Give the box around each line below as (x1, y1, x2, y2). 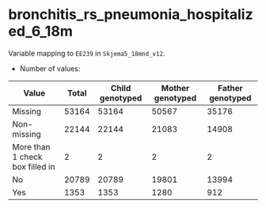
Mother (161, 82, 190, 93)
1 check (12, 151, 43, 162)
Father (217, 82, 243, 93)
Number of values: (19, 63, 81, 73)
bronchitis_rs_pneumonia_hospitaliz (8, 6, 253, 24)
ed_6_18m (8, 22, 73, 40)
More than (12, 141, 51, 152)
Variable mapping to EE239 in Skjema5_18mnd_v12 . (8, 48, 165, 58)
